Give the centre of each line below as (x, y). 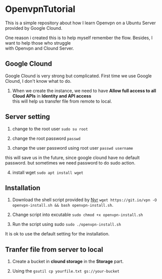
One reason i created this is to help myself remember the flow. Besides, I (79, 38)
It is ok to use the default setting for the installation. (57, 234)
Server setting (28, 117)
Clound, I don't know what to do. (38, 81)
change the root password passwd (46, 138)
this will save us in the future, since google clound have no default (72, 158)
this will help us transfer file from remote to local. (62, 101)
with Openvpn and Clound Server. (40, 48)
